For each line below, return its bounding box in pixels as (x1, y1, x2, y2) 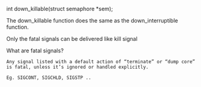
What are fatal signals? (6, 47, 64, 54)
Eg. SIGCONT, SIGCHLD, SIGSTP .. (6, 75, 92, 81)
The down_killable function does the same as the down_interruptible (6, 17, 178, 24)
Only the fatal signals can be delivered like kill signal (6, 35, 137, 42)
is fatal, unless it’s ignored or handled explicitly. (6, 64, 149, 70)
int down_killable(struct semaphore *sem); (6, 5, 113, 12)
